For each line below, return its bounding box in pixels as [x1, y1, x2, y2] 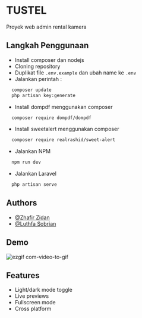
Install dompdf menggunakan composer [14, 103, 113, 110]
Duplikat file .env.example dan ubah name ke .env [14, 69, 137, 76]
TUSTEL [6, 4, 47, 17]
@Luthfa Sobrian [14, 220, 56, 227]
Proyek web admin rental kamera [6, 23, 87, 30]
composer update [11, 87, 52, 93]
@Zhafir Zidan [14, 214, 50, 221]
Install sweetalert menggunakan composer [14, 126, 119, 133]
